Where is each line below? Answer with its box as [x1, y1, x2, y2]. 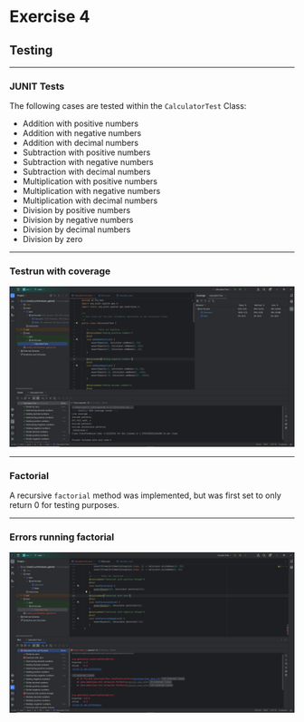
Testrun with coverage [9, 265, 111, 278]
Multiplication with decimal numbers [22, 195, 158, 206]
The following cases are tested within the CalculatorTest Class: [9, 101, 247, 112]
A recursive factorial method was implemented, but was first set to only [9, 490, 282, 501]
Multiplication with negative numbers [22, 186, 161, 197]
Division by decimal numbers [22, 224, 131, 235]
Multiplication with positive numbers [22, 176, 158, 187]
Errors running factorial [9, 531, 115, 543]
